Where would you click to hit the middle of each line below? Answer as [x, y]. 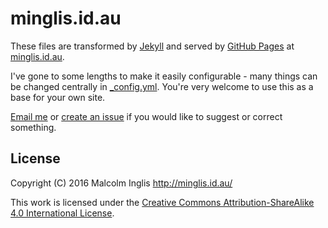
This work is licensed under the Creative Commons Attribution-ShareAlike [162, 202]
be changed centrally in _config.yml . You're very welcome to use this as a [162, 86]
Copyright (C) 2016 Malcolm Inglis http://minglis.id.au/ [121, 183]
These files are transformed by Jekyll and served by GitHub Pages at [152, 46]
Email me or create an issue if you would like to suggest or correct [146, 116]
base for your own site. [58, 97]
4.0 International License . [62, 213]
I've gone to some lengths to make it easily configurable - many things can [164, 76]
